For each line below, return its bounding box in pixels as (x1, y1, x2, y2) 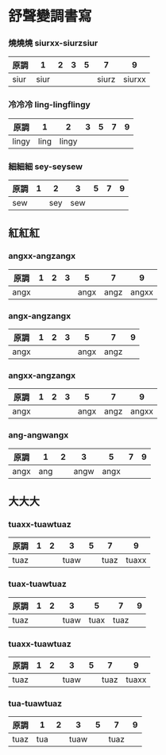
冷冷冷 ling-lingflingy (8, 99, 91, 110)
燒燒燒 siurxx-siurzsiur (8, 37, 98, 48)
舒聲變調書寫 (8, 7, 93, 25)
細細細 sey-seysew (8, 160, 83, 171)
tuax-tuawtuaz (8, 579, 68, 590)
